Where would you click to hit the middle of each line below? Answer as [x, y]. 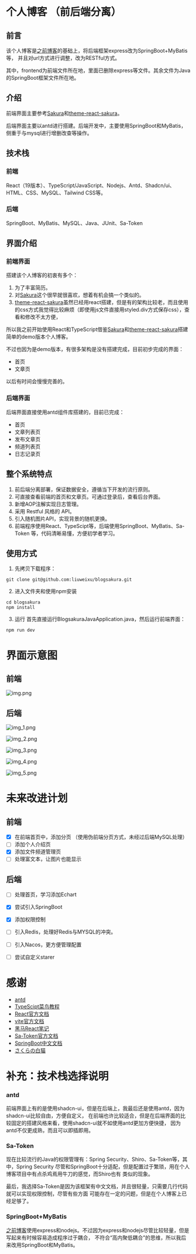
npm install [20, 608]
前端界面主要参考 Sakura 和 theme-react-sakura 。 [64, 113]
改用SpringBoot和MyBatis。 [44, 1245]
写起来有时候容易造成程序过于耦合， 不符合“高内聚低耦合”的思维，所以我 [94, 1238]
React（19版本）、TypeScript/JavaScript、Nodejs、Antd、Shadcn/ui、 [91, 185]
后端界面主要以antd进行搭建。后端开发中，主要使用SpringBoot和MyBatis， [96, 125]
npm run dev [20, 631]
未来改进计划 [37, 798]
